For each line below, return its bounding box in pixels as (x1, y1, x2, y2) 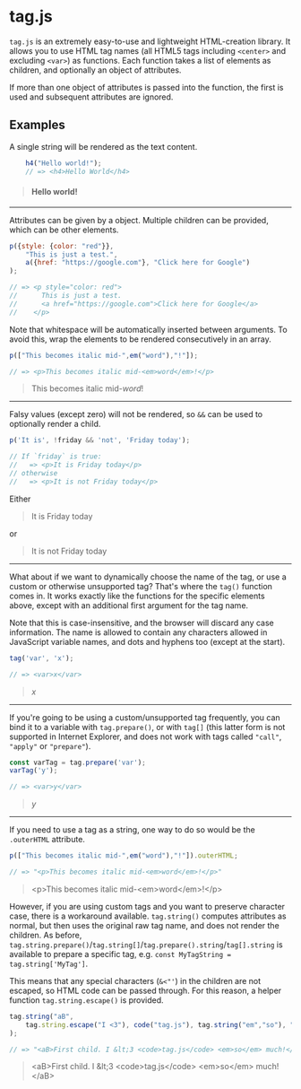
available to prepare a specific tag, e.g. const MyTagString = (9, 948, 231, 959)
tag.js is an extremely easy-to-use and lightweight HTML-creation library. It (9, 36, 291, 47)
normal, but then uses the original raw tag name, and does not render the (9, 919, 279, 930)
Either (9, 493, 31, 504)
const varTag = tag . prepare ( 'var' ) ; (9, 758, 146, 767)
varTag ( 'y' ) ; (9, 766, 58, 775)
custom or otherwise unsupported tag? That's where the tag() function (9, 580, 273, 591)
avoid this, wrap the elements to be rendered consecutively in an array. (9, 334, 271, 344)
